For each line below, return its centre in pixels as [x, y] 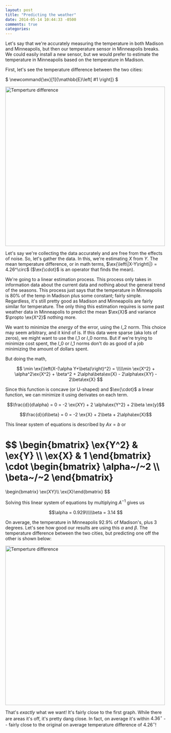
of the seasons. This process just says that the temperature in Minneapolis [84, 290]
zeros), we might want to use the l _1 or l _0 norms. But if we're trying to [79, 338]
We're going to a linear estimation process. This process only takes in [78, 280]
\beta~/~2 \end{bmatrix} [59, 478]
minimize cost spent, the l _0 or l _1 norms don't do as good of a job [75, 344]
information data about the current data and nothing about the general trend [85, 285]
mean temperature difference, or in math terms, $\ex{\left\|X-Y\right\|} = [81, 264]
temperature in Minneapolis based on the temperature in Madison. [75, 60]
